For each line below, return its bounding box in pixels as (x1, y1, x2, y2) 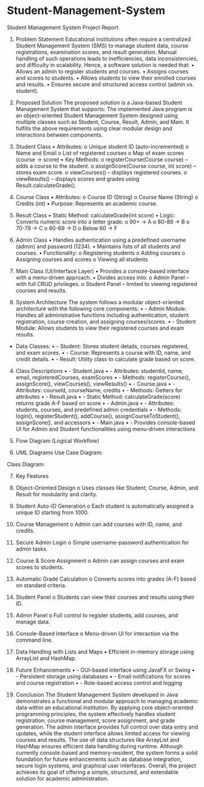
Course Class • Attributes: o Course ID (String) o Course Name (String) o (15, 193, 199, 200)
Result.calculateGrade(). (15, 182, 76, 189)
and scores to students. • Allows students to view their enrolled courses (15, 74, 196, 81)
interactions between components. (15, 131, 103, 138)
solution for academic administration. (15, 775, 109, 782)
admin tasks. (15, 545, 48, 553)
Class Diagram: (7, 460, 45, 468)
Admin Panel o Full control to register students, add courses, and (15, 612, 178, 619)
